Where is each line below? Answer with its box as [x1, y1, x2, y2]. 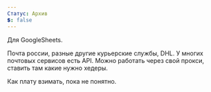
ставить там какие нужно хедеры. [7, 64, 109, 72]
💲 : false [7, 17, 33, 24]
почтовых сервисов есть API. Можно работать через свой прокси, [7, 56, 205, 64]
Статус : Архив [7, 10, 48, 17]
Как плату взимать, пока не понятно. [7, 77, 117, 85]
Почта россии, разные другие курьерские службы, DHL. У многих [7, 49, 204, 57]
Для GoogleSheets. [7, 35, 64, 44]
